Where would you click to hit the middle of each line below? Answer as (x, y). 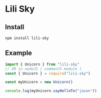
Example (19, 53)
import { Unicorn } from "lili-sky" (42, 64)
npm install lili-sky (27, 38)
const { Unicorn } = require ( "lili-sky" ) (48, 73)
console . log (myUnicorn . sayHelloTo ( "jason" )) (51, 91)
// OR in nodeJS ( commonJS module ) (43, 69)
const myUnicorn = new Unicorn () (39, 82)
